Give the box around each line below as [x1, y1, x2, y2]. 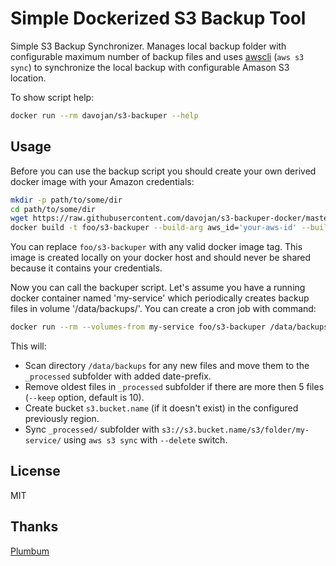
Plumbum [10, 545, 50, 557]
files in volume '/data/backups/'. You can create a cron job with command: [10, 303, 317, 315]
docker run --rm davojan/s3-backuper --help [10, 110, 199, 121]
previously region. [24, 413, 100, 424]
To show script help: [10, 91, 95, 103]
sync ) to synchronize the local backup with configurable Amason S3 [10, 61, 290, 73]
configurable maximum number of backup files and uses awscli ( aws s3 [10, 50, 305, 62]
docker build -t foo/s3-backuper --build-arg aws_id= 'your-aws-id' [10, 223, 298, 233]
